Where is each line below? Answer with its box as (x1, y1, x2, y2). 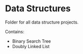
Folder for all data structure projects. (5, 19, 79, 25)
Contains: (5, 28, 24, 34)
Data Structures (5, 3, 71, 14)
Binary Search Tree (12, 38, 51, 44)
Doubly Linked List (12, 43, 50, 49)
